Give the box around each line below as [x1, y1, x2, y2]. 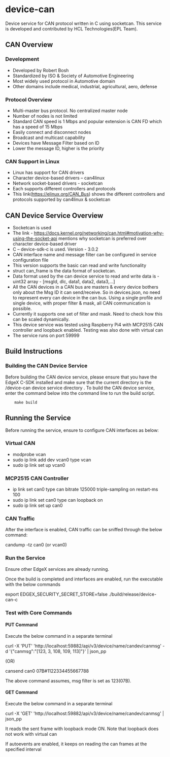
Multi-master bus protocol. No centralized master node [12, 108, 128, 114]
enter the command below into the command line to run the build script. [5, 390, 155, 396]
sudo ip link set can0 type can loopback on [12, 497, 103, 503]
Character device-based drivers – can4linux [12, 175, 105, 181]
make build [14, 400, 38, 405]
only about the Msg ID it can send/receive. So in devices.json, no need [12, 289, 161, 295]
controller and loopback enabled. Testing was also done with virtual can [12, 327, 163, 333]
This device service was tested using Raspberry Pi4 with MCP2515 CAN [12, 322, 163, 328]
